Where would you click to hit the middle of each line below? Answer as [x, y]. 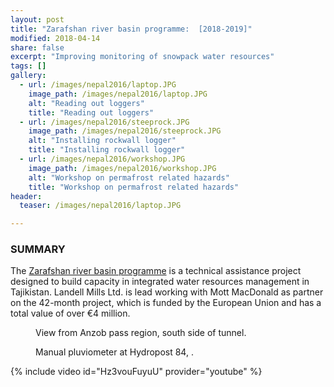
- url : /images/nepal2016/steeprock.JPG [104, 122]
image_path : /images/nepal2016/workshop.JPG [122, 168]
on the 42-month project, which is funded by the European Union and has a [166, 303]
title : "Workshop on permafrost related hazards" [134, 187]
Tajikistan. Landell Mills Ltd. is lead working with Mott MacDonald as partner [167, 292]
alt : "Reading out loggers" [86, 103]
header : [26, 196]
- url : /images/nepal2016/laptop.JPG [98, 85]
